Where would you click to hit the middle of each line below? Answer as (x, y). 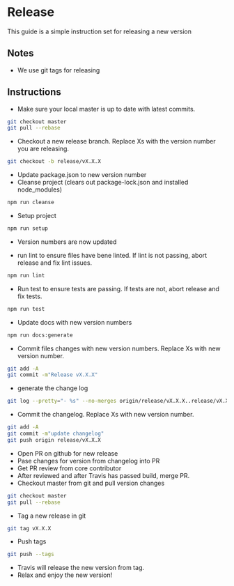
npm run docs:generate (40, 335)
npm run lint (26, 275)
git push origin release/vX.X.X (54, 440)
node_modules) (40, 190)
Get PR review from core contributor (69, 468)
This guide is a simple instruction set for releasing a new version (99, 31)
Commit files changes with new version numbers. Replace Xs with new (119, 348)
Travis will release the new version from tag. (81, 568)
